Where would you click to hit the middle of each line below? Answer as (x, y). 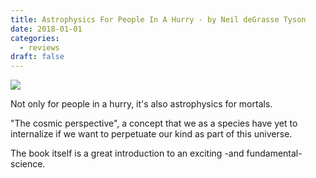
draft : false (37, 57)
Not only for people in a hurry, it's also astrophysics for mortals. (141, 104)
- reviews (39, 47)
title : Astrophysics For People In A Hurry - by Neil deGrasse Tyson (158, 19)
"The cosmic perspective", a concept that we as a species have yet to (154, 123)
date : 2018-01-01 (46, 29)
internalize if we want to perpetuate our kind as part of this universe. (151, 134)
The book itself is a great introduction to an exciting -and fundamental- (156, 153)
